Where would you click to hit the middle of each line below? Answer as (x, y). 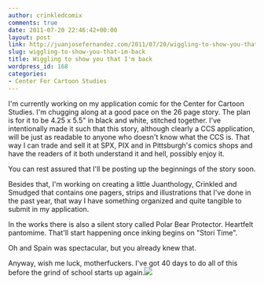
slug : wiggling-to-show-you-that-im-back (77, 52)
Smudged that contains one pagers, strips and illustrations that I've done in (130, 192)
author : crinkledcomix (45, 15)
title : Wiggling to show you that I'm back (81, 60)
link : (17, 45)
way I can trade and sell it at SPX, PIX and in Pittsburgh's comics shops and (130, 145)
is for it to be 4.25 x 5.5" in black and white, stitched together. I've (115, 120)
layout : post (29, 37)
